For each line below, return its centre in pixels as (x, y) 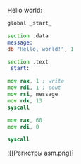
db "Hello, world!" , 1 (40, 49)
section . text (28, 62)
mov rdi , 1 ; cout (34, 88)
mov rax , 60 (25, 120)
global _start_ (30, 23)
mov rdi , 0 (23, 127)
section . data (28, 36)
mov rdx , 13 (25, 101)
